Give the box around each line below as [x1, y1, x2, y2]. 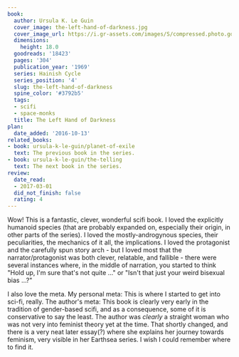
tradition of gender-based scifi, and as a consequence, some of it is [7, 305, 206, 314]
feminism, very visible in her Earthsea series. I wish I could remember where [7, 336, 231, 344]
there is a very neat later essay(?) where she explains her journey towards [7, 328, 224, 336]
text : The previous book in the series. [14, 150, 135, 157]
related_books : [7, 136, 53, 143]
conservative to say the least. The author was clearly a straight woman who [7, 313, 230, 321]
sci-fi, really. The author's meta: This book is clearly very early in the [7, 297, 209, 306]
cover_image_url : [14, 30, 65, 38]
